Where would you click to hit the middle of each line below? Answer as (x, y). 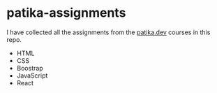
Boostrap (30, 68)
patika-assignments (66, 13)
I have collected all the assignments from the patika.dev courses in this (108, 32)
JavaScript (32, 76)
